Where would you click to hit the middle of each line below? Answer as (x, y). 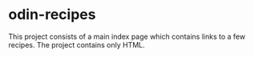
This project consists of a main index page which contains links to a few (127, 36)
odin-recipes (52, 15)
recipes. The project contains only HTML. (77, 44)
